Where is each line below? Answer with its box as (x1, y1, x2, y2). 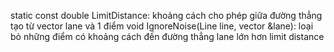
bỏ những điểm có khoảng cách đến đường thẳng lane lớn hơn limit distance (10, 31, 325, 42)
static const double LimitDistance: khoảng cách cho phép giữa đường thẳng (10, 10, 323, 21)
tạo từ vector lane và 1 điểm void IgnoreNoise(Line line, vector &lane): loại (10, 20, 314, 32)
